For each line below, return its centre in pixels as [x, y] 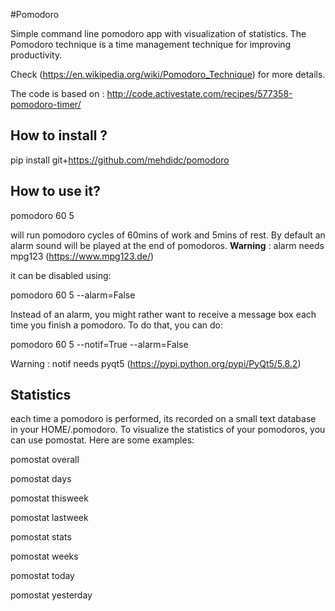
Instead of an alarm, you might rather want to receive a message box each [163, 314]
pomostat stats [41, 537]
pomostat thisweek [49, 498]
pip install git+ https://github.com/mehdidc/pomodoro [120, 160]
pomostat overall [45, 460]
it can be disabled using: [61, 275]
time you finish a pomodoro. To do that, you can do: [117, 325]
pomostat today [42, 576]
